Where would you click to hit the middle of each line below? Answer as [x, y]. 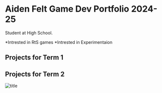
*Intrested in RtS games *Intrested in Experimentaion [59, 42]
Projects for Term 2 [35, 74]
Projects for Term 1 [34, 58]
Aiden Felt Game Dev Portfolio [67, 9]
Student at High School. [29, 33]
